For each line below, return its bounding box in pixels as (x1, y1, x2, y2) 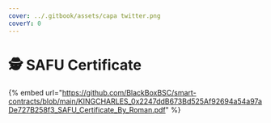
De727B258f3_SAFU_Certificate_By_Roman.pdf (8, 105, 166, 115)
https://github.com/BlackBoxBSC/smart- (61, 88, 197, 98)
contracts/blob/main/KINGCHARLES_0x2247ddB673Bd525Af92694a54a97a (8, 96, 263, 106)
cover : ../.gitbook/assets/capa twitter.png (8, 11, 161, 20)
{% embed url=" (8, 88, 63, 98)
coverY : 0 (8, 19, 42, 28)
